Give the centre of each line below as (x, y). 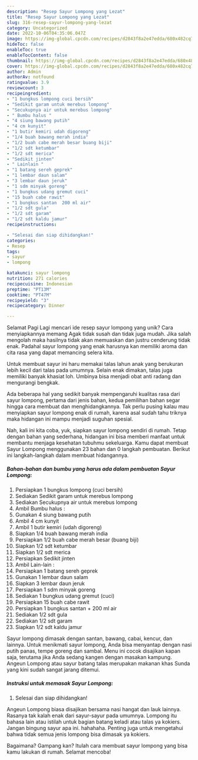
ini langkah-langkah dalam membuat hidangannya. (68, 455)
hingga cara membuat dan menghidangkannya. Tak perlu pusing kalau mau (98, 406)
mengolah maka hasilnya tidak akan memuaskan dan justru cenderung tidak (98, 340)
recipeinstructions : (32, 224)
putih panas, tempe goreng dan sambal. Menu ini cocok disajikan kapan (94, 651)
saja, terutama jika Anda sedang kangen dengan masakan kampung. (89, 657)
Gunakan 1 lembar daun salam (52, 577)
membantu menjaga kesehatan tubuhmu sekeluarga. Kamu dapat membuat (98, 443)
